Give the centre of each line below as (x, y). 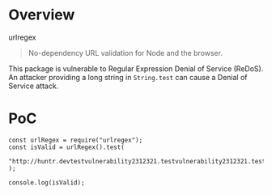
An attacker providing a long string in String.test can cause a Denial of (128, 77)
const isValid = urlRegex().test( (67, 147)
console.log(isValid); (47, 182)
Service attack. (34, 86)
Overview (42, 15)
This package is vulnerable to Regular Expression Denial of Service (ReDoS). (136, 68)
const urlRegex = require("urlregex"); (76, 140)
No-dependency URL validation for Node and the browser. (125, 53)
